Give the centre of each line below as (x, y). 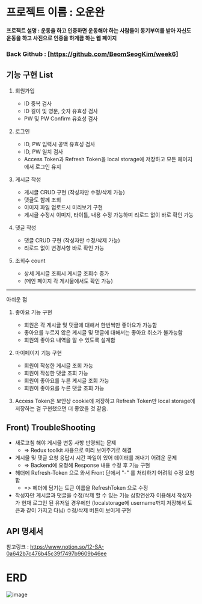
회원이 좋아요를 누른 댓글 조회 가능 (64, 388)
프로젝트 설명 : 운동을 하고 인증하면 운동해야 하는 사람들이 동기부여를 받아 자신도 (99, 30)
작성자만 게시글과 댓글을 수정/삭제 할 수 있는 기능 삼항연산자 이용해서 (95, 495)
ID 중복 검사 (38, 103)
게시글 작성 (28, 179)
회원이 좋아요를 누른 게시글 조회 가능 (66, 380)
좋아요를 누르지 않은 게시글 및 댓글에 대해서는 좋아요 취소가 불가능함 (103, 332)
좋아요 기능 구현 (33, 312)
